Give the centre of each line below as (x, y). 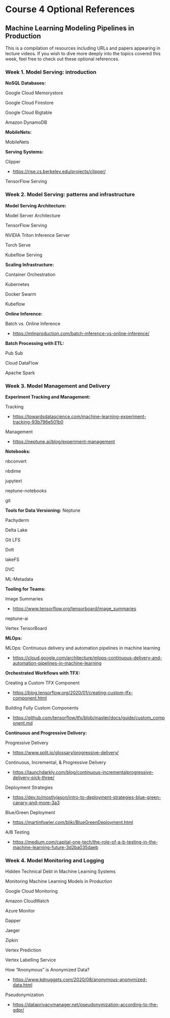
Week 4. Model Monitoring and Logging (55, 860)
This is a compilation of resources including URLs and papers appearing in (83, 48)
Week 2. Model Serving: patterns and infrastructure (70, 195)
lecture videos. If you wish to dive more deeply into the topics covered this (83, 54)
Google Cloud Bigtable (29, 113)
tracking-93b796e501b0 (38, 422)
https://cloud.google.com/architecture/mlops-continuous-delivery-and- (87, 657)
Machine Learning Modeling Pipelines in (70, 28)
